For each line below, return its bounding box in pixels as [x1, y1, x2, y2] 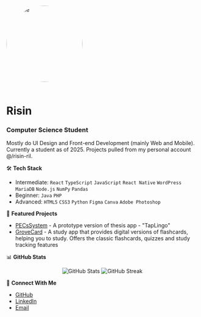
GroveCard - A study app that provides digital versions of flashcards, [15, 228, 188, 236]
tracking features [15, 241, 58, 249]
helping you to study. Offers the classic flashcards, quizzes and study [15, 235, 191, 242]
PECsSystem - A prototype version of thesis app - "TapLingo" [15, 222, 171, 229]
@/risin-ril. [6, 152, 33, 160]
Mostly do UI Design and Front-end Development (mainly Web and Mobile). [6, 140, 195, 147]
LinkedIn [15, 297, 37, 305]
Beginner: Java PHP [15, 191, 62, 199]
